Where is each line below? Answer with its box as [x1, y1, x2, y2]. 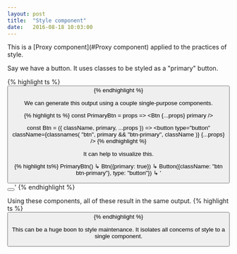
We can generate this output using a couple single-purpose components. [24, 99, 213, 107]
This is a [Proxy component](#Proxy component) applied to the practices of [7, 43, 227, 52]
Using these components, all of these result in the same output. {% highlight [7, 197, 229, 205]
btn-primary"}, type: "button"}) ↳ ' [75, 169, 162, 177]
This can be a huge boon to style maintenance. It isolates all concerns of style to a [11, 226, 226, 233]
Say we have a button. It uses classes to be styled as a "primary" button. [7, 64, 219, 73]
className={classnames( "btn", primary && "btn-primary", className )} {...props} [12, 131, 225, 139]
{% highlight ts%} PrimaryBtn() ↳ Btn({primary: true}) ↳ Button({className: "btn [13, 163, 224, 171]
